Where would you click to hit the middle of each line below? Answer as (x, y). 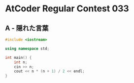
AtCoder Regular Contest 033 (67, 9)
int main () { (18, 57)
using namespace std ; (27, 48)
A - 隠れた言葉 (27, 28)
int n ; (21, 62)
